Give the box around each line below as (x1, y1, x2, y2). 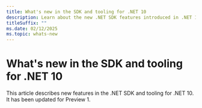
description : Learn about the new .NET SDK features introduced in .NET (6, 14, 192, 20)
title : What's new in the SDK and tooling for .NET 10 (6, 8, 147, 15)
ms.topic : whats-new (6, 31, 58, 37)
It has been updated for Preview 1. (6, 96, 91, 103)
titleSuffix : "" (6, 20, 47, 26)
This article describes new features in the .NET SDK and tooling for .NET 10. (6, 89, 194, 97)
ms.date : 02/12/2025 (6, 25, 58, 32)
